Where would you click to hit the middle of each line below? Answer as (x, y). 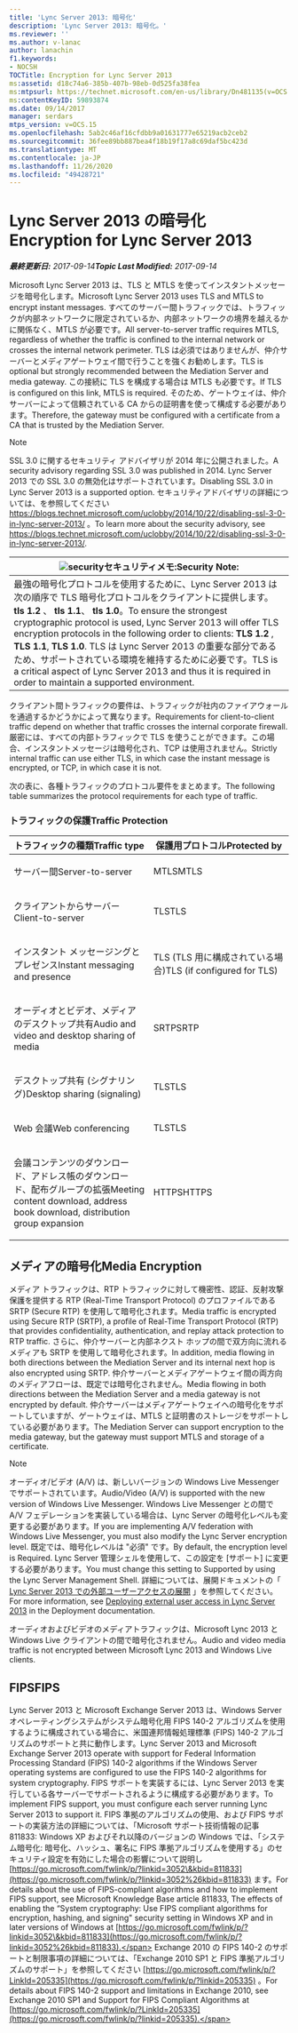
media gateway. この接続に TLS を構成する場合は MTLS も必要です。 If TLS (145, 382)
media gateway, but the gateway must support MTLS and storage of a (137, 1437)
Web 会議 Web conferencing (72, 1128)
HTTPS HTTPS (183, 1192)
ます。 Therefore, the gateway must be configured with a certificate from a (145, 415)
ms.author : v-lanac (45, 42)
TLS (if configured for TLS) (222, 971)
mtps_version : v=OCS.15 (53, 125)
